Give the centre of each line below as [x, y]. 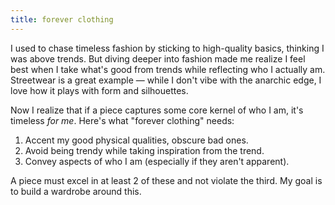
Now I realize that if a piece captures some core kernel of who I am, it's [157, 110]
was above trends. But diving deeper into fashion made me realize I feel [158, 58]
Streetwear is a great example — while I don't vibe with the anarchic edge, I [166, 80]
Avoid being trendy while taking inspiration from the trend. [144, 150]
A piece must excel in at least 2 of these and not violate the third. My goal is [166, 180]
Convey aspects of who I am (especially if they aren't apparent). [157, 161]
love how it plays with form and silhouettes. [99, 90]
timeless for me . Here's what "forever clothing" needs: [122, 120]
